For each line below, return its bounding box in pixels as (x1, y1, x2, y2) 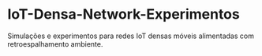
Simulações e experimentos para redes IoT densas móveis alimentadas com (7, 31, 254, 40)
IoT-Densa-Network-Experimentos (7, 5, 240, 23)
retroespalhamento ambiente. (7, 39, 103, 48)
